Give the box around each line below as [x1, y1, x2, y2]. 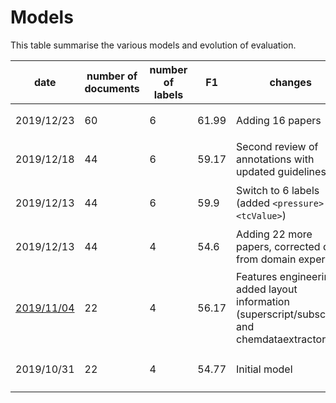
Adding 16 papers [236, 113, 322, 127]
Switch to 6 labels [236, 183, 320, 197]
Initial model [236, 362, 293, 376]
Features [236, 269, 278, 283]
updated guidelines [236, 164, 327, 178]
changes [269, 75, 312, 89]
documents [84, 81, 140, 95]
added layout [236, 282, 298, 296]
